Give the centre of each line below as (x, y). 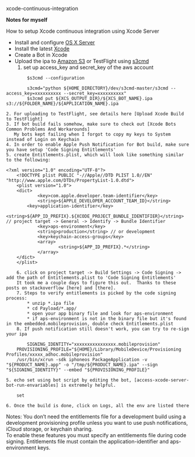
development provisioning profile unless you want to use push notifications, (97, 423)
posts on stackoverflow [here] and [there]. (61, 288)
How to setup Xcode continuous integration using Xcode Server (83, 31)
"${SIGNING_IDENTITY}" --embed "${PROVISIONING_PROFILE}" (78, 370)
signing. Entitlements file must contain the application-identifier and (88, 441)
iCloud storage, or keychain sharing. (50, 429)
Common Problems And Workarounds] (48, 129)
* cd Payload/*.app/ (52, 308)
